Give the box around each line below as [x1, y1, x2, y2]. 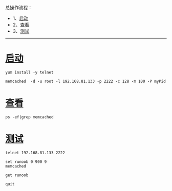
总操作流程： [5, 5, 32, 10]
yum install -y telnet [5, 69, 54, 75]
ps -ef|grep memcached [5, 114, 54, 120]
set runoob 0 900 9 [5, 159, 47, 164]
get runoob [5, 173, 29, 178]
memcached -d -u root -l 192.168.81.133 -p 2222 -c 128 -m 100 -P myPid [5, 79, 166, 84]
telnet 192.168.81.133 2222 [5, 150, 66, 155]
